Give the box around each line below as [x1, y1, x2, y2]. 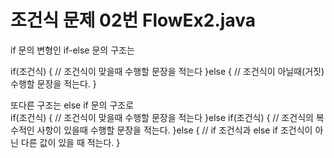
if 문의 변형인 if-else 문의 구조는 [10, 44, 135, 56]
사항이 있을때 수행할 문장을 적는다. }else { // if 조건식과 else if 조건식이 [36, 124, 313, 136]
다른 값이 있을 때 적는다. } [20, 136, 121, 148]
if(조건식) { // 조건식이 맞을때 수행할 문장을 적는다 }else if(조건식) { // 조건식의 [10, 111, 314, 123]
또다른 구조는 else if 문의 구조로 [10, 99, 135, 111]
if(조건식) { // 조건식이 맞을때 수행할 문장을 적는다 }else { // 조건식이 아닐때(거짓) [10, 65, 325, 77]
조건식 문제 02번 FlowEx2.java [10, 9, 256, 32]
